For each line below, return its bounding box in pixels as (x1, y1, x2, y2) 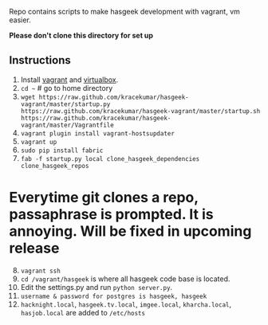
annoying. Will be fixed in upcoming (9, 222, 252, 240)
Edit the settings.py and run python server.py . (20, 282, 173, 292)
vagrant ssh (20, 267, 61, 275)
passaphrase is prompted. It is (9, 206, 214, 223)
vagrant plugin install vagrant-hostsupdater (20, 129, 175, 138)
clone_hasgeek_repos (20, 162, 89, 170)
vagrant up (20, 138, 57, 146)
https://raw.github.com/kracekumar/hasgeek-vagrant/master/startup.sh (20, 107, 261, 115)
